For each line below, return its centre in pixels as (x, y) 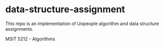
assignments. (19, 29)
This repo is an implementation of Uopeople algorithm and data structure (82, 24)
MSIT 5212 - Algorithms (30, 39)
